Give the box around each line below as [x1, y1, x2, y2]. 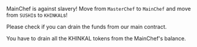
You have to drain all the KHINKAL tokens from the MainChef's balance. [6, 35, 186, 42]
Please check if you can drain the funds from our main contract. [6, 23, 167, 30]
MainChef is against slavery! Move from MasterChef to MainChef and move [6, 5, 191, 12]
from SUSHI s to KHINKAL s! [6, 11, 68, 19]
